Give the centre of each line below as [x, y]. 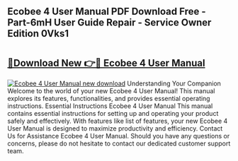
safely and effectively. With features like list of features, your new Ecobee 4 [118, 121]
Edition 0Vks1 [38, 34]
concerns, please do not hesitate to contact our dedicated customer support [119, 143]
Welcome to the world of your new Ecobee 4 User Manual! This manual [111, 91]
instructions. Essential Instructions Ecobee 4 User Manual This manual [110, 106]
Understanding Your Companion [174, 83]
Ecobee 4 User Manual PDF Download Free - [107, 12]
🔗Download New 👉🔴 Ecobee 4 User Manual [106, 63]
